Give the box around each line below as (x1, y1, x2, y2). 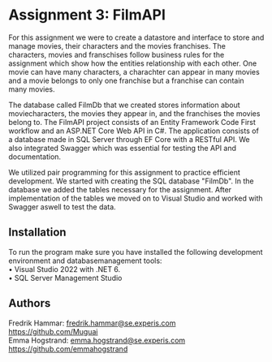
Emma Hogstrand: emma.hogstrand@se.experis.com (8, 335, 186, 345)
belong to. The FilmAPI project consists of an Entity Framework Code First (8, 117, 256, 127)
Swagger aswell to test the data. (8, 201, 116, 212)
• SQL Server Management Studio (8, 273, 123, 282)
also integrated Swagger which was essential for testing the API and (8, 143, 237, 153)
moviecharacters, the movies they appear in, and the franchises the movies (8, 108, 261, 119)
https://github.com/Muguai (8, 326, 98, 336)
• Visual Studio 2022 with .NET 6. (8, 264, 121, 274)
